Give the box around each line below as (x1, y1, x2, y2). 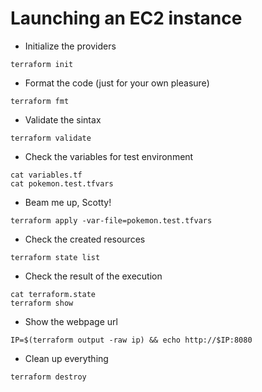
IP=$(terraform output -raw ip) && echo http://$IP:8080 (10, 335, 253, 345)
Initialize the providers (24, 40, 117, 52)
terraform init (10, 59, 74, 69)
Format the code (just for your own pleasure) (24, 77, 210, 89)
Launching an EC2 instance (10, 7, 243, 30)
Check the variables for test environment (24, 150, 194, 162)
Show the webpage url (24, 315, 118, 327)
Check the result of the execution (24, 270, 163, 282)
